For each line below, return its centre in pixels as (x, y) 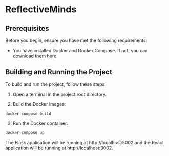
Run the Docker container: (40, 123)
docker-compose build (28, 114)
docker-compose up (25, 132)
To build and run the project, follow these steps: (56, 84)
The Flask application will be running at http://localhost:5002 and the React (84, 142)
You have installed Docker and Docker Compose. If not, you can (80, 50)
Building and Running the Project (59, 72)
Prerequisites (27, 28)
